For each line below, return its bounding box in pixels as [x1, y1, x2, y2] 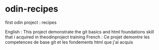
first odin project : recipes [5, 19, 57, 25]
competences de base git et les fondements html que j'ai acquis [5, 39, 133, 45]
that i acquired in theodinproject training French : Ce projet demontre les [5, 34, 150, 40]
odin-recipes [5, 3, 58, 15]
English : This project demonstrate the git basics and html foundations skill [5, 29, 154, 34]
